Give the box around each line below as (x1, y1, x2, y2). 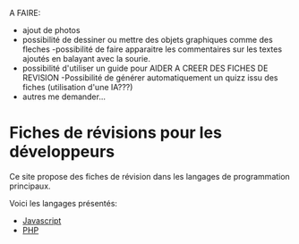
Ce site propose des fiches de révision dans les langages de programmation (9, 171, 291, 181)
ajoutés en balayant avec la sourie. (21, 54, 150, 63)
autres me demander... (21, 91, 106, 102)
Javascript (21, 215, 62, 226)
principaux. (9, 181, 51, 191)
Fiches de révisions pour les (9, 122, 222, 143)
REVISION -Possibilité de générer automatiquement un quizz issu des (21, 72, 278, 83)
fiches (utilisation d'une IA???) (21, 82, 133, 92)
